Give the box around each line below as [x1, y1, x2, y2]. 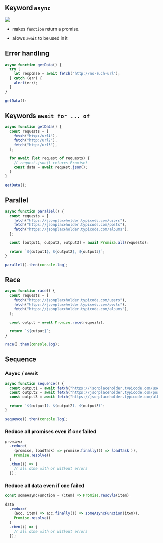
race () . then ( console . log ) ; [5, 342, 60, 347]
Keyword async [5, 4, 51, 12]
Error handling [5, 50, 49, 58]
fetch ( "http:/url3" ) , [14, 142, 57, 147]
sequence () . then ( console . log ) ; [5, 417, 68, 422]
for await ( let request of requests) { [9, 155, 90, 161]
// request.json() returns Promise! [14, 160, 88, 165]
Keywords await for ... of [5, 112, 90, 120]
